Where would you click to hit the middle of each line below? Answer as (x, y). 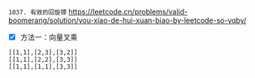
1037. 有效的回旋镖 (38, 12)
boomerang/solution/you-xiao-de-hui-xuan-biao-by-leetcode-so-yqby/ (127, 20)
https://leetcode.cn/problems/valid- (128, 12)
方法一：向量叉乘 (49, 37)
